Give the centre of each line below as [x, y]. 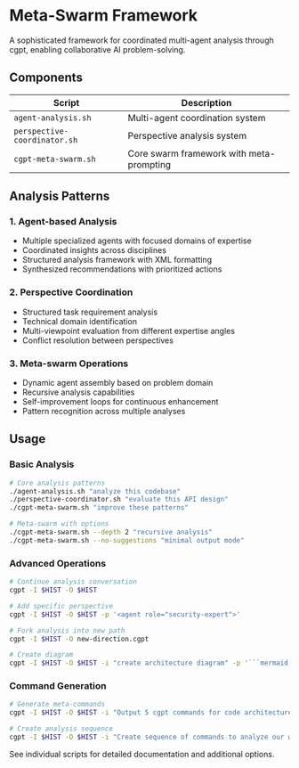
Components [46, 78]
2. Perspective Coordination [71, 292]
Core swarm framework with [187, 153]
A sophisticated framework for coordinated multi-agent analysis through [141, 40]
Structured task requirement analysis [90, 312]
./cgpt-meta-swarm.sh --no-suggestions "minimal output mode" [127, 540]
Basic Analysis [42, 464]
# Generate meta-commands [57, 705]
